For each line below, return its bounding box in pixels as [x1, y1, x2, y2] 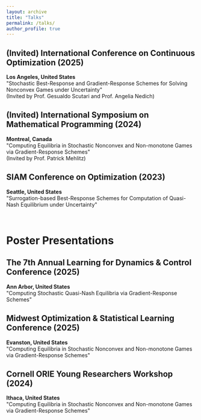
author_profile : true [6, 25, 61, 32]
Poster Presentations [6, 233, 114, 247]
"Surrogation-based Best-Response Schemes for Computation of [6, 194, 169, 202]
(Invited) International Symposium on [6, 110, 149, 121]
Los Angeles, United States [6, 74, 76, 81]
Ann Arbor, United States [6, 283, 70, 290]
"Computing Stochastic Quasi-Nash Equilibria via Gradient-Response [6, 289, 178, 296]
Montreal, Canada [6, 135, 52, 142]
